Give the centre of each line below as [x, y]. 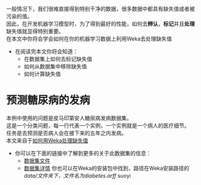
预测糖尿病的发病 [48, 100]
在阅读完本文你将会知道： [46, 51]
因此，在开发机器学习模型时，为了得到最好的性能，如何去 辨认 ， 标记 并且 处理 [100, 24]
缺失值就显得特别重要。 [35, 31]
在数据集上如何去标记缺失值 [58, 59]
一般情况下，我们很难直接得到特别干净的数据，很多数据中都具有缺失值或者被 [100, 9]
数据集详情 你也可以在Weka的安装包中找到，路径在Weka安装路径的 [106, 168]
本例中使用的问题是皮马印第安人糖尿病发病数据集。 [69, 118]
